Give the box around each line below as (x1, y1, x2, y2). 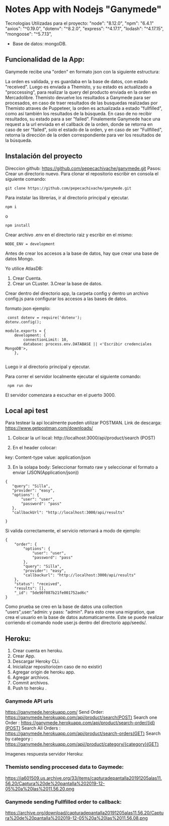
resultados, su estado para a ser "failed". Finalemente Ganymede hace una (5, 116, 160, 122)
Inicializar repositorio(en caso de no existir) (12, 664, 102, 670)
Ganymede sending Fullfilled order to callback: (5, 798, 122, 805)
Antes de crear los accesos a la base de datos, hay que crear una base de (5, 250, 159, 256)
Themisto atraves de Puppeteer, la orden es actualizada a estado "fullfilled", (5, 105, 162, 111)
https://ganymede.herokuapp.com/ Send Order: (5, 709, 104, 715)
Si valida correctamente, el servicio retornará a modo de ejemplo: (5, 528, 141, 534)
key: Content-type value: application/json (5, 454, 91, 460)
